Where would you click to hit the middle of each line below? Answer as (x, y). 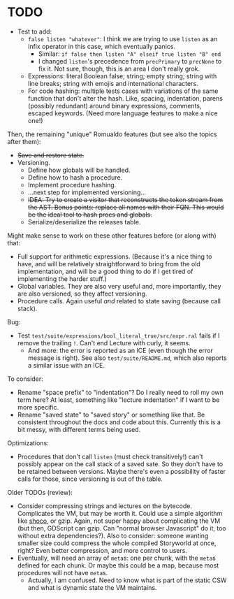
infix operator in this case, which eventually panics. (102, 46)
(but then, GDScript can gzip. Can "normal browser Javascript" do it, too (122, 528)
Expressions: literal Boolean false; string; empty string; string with (122, 76)
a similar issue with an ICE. (66, 365)
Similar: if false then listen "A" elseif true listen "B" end (130, 54)
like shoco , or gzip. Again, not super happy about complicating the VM (119, 521)
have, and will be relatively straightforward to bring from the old (109, 264)
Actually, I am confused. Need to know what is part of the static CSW (127, 580)
